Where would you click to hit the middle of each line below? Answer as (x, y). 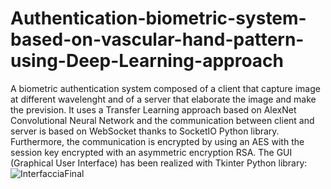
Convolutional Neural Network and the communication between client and (162, 120)
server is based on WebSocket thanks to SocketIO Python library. (145, 131)
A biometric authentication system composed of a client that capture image (165, 88)
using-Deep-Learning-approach (147, 61)
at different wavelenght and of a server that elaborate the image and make (163, 99)
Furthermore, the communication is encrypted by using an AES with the (157, 141)
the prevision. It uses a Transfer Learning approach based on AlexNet (153, 109)
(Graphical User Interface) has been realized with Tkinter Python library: (159, 163)
